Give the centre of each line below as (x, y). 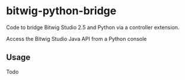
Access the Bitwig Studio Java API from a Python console (76, 39)
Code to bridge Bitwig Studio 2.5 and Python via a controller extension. (93, 27)
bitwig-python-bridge (61, 11)
